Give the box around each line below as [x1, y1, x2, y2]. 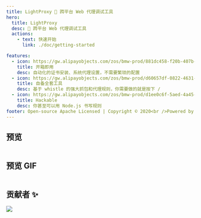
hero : [6, 14, 20, 20]
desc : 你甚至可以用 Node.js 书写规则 [17, 103, 102, 109]
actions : [11, 31, 33, 37]
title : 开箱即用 [17, 64, 54, 70]
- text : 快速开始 [17, 36, 57, 42]
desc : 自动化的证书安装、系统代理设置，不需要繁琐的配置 [17, 69, 140, 75]
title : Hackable [17, 97, 58, 103]
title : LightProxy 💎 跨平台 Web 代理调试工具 [6, 8, 114, 15]
